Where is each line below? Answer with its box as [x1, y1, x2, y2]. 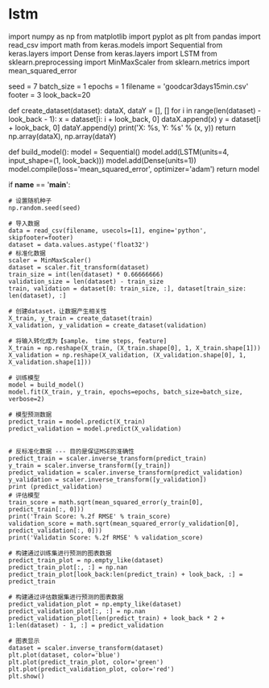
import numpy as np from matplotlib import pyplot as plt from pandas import [8, 31, 261, 41]
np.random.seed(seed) [8, 203, 81, 212]
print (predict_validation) [8, 482, 103, 490]
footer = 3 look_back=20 [8, 90, 91, 99]
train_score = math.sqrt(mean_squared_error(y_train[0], [8, 498, 204, 507]
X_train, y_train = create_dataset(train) [8, 314, 153, 323]
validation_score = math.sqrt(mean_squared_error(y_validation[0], [8, 519, 240, 527]
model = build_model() [8, 381, 85, 389]
